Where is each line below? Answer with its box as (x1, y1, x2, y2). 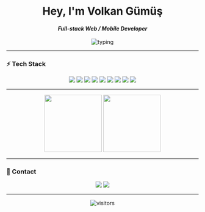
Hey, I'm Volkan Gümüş (42, 4, 163, 18)
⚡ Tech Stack (6, 60, 46, 68)
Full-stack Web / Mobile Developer (57, 24, 148, 32)
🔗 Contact (6, 167, 37, 175)
